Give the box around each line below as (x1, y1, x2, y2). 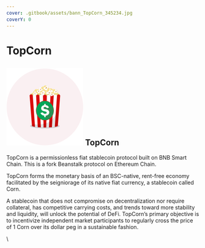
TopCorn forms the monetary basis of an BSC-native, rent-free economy (6, 172, 190, 179)
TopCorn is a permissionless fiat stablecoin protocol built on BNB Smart (6, 153, 187, 161)
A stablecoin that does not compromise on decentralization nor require (6, 197, 185, 204)
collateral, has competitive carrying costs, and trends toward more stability (6, 203, 195, 211)
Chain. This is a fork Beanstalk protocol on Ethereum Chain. (6, 160, 157, 168)
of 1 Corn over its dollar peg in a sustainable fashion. (6, 223, 139, 230)
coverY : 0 (6, 16, 32, 23)
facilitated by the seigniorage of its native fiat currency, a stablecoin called (6, 179, 195, 186)
